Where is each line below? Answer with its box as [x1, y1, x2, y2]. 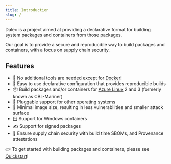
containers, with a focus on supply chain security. [5, 47, 110, 53]
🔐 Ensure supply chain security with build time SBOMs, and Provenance [12, 130, 164, 136]
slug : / [5, 12, 22, 17]
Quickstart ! [5, 153, 29, 159]
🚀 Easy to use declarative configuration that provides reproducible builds [12, 80, 166, 87]
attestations [12, 136, 38, 142]
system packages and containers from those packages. [5, 32, 123, 38]
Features [5, 62, 34, 70]
